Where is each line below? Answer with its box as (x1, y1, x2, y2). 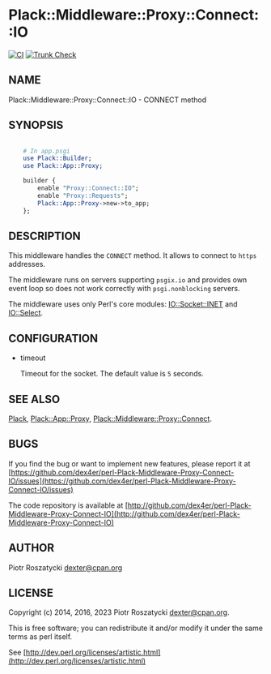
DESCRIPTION (8, 229, 81, 243)
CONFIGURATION (8, 331, 99, 346)
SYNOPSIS (8, 118, 64, 132)
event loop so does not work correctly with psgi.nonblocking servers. (8, 284, 240, 294)
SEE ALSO (8, 392, 61, 406)
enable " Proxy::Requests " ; (37, 191, 129, 200)
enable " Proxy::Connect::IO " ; (37, 184, 139, 192)
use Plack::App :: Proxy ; (23, 162, 104, 170)
